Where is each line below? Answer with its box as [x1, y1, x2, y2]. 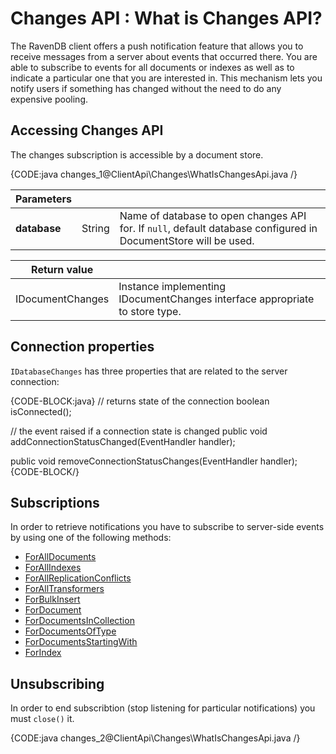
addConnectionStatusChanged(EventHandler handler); [10, 435, 236, 447]
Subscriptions [10, 494, 100, 511]
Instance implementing [118, 279, 227, 293]
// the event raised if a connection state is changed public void [10, 425, 268, 437]
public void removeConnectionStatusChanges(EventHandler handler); [10, 455, 298, 467]
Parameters [15, 192, 72, 206]
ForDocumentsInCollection [24, 615, 135, 627]
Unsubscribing [10, 675, 105, 692]
